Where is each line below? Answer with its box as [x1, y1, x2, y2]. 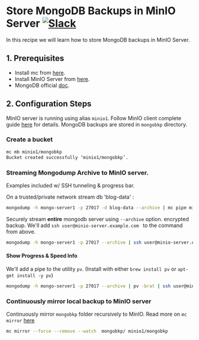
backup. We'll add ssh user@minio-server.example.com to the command [6, 222, 183, 229]
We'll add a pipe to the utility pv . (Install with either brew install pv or [6, 265, 176, 273]
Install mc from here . [14, 69, 66, 76]
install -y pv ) [17, 271, 53, 279]
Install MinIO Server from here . [14, 75, 90, 82]
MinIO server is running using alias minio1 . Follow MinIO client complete [6, 114, 182, 122]
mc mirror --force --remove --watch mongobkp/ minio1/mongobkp [6, 328, 168, 335]
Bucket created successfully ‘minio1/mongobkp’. [6, 154, 129, 160]
